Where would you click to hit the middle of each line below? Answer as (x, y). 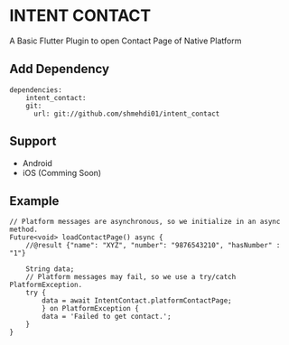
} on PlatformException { (91, 309)
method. (24, 230)
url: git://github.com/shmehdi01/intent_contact (126, 114)
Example (34, 201)
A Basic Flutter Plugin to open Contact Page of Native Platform (126, 41)
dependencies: (36, 90)
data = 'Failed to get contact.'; (107, 317)
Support (33, 141)
